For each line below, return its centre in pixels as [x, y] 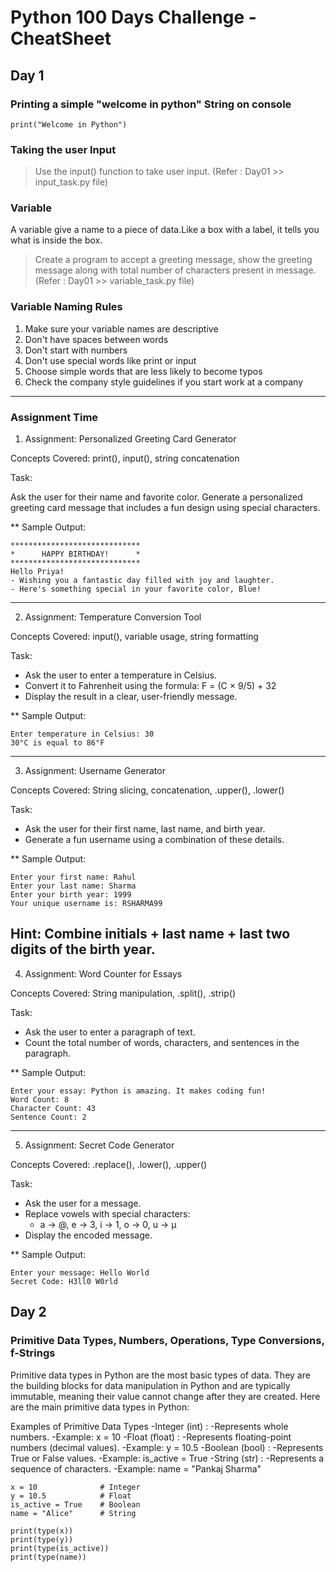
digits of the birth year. [83, 949]
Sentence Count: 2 [48, 1117]
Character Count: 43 [53, 1108]
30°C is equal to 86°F [57, 743]
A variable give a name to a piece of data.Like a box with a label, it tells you [165, 230]
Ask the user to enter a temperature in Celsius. [120, 675]
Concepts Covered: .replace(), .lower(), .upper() [109, 1164]
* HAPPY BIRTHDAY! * [75, 554]
